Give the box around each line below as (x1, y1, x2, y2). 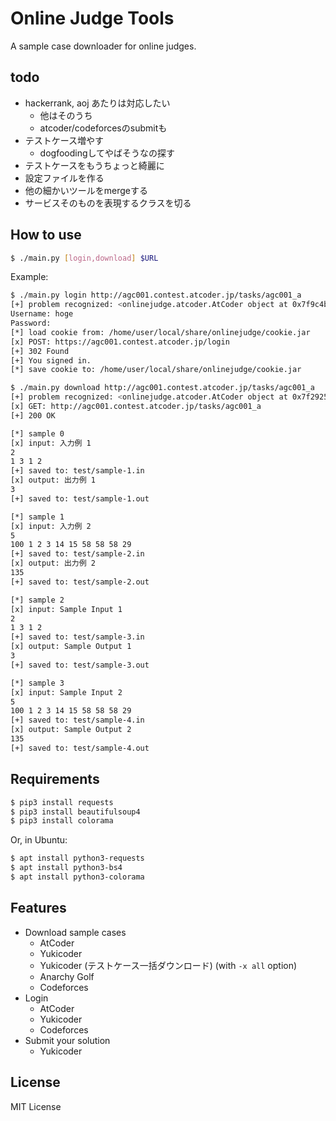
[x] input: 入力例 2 (10, 521, 92, 531)
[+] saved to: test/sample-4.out (10, 743, 150, 753)
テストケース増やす (24, 134, 105, 146)
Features (10, 900, 67, 917)
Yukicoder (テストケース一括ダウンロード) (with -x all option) (39, 959, 298, 971)
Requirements (10, 771, 100, 788)
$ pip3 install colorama (10, 816, 114, 826)
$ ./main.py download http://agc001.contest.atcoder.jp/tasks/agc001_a (10, 383, 315, 393)
